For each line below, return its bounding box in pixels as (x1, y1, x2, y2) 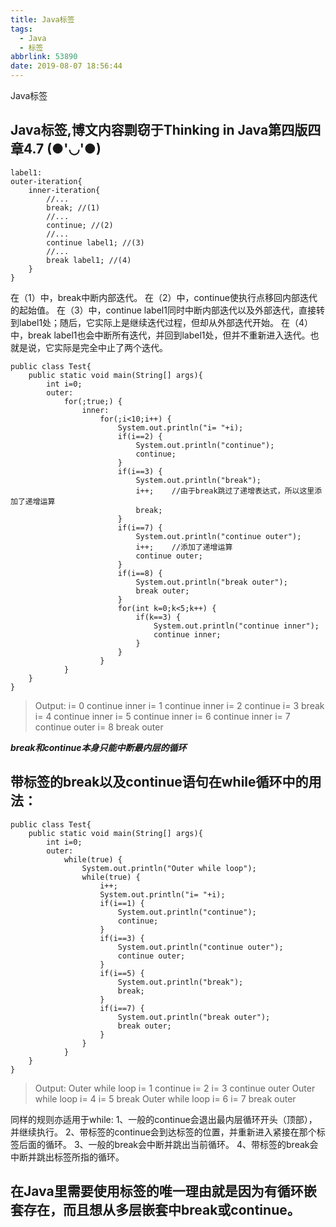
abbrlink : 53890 (10, 52, 78, 62)
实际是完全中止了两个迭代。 (53, 341, 168, 353)
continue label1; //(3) (46, 237, 145, 248)
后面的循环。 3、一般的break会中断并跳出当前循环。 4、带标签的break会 (18, 1138, 319, 1150)
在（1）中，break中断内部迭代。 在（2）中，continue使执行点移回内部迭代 (10, 291, 318, 303)
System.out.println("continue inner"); (153, 621, 320, 631)
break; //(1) (46, 202, 101, 213)
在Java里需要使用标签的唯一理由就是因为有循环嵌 (10, 1183, 317, 1200)
